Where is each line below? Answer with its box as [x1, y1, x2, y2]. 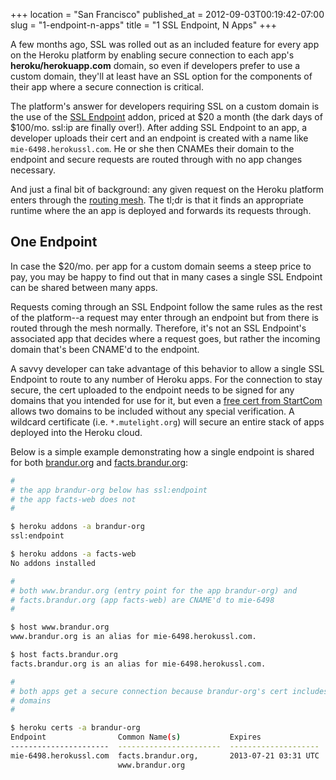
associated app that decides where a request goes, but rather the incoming [10, 332, 321, 344]
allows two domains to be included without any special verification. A [10, 405, 295, 417]
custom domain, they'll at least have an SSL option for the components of [10, 70, 313, 82]
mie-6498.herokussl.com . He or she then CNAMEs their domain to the [10, 143, 295, 154]
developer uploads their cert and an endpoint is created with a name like [10, 132, 309, 144]
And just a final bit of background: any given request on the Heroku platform [10, 184, 325, 195]
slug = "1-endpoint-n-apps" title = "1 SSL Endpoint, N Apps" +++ [10, 19, 277, 31]
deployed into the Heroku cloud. [10, 426, 143, 438]
